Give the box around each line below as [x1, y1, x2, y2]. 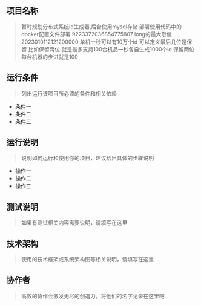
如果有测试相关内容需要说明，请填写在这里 [21, 219, 128, 226]
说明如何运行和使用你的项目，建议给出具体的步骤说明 [21, 154, 154, 162]
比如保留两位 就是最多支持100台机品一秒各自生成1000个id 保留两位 [28, 45, 195, 53]
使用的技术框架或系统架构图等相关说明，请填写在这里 [21, 256, 154, 263]
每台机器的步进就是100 [21, 53, 79, 61]
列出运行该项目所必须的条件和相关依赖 [21, 90, 117, 97]
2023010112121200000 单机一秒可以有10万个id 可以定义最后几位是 [21, 38, 187, 45]
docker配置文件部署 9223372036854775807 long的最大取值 [21, 30, 173, 38]
